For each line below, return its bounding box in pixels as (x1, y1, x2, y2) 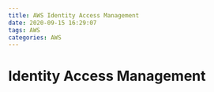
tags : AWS (8, 26, 41, 34)
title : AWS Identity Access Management (8, 11, 140, 20)
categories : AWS (8, 33, 62, 42)
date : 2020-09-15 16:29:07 (8, 19, 97, 27)
